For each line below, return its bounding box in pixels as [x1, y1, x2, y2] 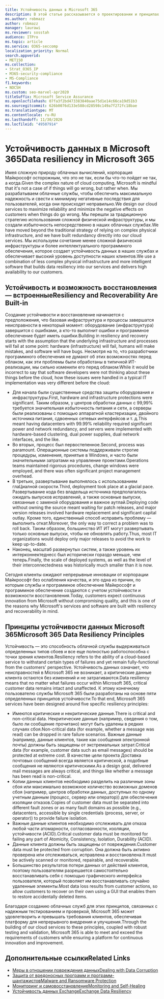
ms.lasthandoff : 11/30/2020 [5, 117, 63, 122]
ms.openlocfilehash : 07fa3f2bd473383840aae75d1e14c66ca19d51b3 [5, 99, 137, 104]
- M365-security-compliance [5, 71, 63, 76]
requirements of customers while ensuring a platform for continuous [5, 934, 143, 941]
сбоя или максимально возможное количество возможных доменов [12, 784, 158, 790]
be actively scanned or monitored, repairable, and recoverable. [12, 857, 140, 863]
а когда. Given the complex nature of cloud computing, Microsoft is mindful [5, 180, 157, 186]
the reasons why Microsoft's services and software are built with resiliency [5, 603, 157, 609]
